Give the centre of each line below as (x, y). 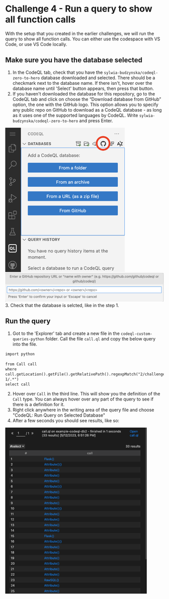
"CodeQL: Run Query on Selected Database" (59, 415)
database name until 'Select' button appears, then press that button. (83, 88)
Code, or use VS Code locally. (36, 44)
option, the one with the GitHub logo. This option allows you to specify (85, 105)
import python (20, 354)
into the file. (25, 344)
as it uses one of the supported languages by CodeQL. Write (75, 115)
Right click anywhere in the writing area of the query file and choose (83, 410)
